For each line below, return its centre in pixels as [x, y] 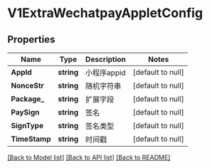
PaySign [25, 112]
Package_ [28, 99]
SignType [27, 126]
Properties [31, 40]
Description [105, 59]
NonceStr [27, 85]
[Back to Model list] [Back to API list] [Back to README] [89, 157]
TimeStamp [31, 139]
